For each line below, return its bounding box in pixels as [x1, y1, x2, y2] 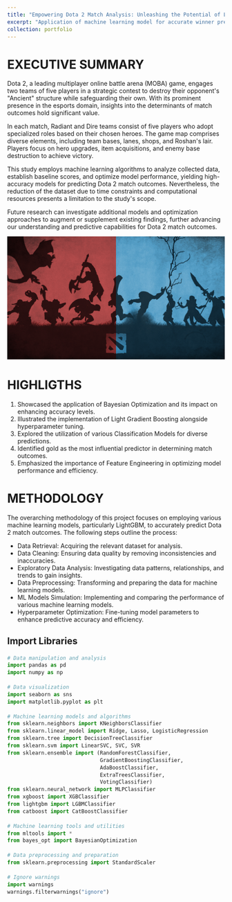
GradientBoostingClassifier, [99, 757, 184, 763]
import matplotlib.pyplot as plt [7, 698, 104, 705]
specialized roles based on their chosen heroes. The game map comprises [7, 130, 220, 138]
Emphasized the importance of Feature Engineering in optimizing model [17, 459, 222, 467]
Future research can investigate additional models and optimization [7, 208, 198, 216]
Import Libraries [7, 635, 78, 647]
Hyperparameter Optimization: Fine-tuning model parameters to [17, 608, 200, 616]
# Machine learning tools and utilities [7, 822, 126, 829]
